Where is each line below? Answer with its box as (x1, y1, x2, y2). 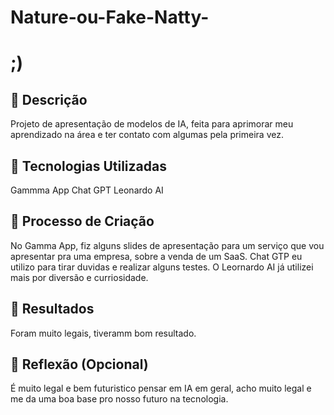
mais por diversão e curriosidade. (10, 271, 149, 283)
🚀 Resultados (10, 301, 95, 318)
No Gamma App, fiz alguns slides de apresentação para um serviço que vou (10, 239, 325, 251)
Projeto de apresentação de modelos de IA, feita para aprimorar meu (10, 118, 294, 130)
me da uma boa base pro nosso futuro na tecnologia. (10, 393, 229, 405)
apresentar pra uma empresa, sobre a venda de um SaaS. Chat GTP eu (10, 250, 303, 262)
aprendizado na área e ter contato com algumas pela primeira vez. (10, 129, 284, 141)
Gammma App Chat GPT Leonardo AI (10, 184, 164, 196)
